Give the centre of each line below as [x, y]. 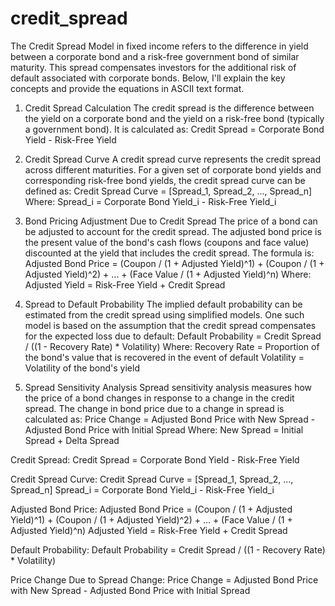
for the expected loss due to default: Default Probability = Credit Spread [173, 336]
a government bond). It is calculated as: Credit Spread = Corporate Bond [174, 129]
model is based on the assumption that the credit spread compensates [170, 325]
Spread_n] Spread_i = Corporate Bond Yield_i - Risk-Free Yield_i [142, 489]
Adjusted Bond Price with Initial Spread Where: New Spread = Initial [164, 429]
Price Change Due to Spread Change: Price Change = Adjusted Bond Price [164, 579]
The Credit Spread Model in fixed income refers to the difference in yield [159, 46]
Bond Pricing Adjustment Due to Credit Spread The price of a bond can [171, 221]
